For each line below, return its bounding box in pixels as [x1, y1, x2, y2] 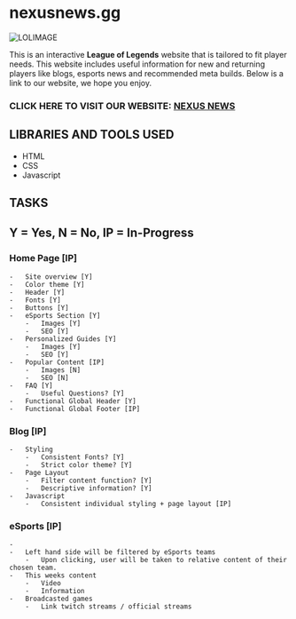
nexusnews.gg [9, 3, 121, 23]
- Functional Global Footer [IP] [9, 404, 141, 413]
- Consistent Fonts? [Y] [25, 453, 125, 462]
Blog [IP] [9, 425, 47, 437]
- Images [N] [25, 365, 82, 375]
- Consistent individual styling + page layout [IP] [25, 500, 232, 509]
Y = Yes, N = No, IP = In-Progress [9, 226, 195, 241]
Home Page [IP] [9, 252, 78, 265]
